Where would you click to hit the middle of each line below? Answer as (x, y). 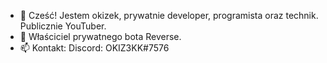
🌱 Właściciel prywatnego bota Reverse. (100, 36)
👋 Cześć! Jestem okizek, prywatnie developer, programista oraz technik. (169, 15)
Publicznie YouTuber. (63, 26)
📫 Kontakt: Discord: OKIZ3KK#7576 (94, 48)
